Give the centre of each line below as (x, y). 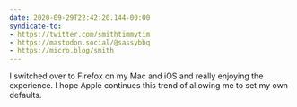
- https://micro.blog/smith (62, 51)
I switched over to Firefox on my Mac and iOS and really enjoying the (136, 76)
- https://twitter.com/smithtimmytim (80, 34)
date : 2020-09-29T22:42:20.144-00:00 (80, 17)
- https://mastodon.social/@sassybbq (80, 42)
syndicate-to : (36, 26)
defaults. (26, 95)
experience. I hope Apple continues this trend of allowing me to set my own (149, 86)
